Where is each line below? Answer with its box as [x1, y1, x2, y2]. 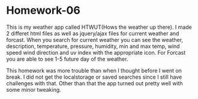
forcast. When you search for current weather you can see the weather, [6, 36, 184, 43]
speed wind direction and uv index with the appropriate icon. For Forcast [6, 49, 186, 56]
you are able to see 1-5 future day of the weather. [6, 55, 128, 62]
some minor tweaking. [6, 86, 61, 93]
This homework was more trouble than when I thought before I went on [6, 67, 182, 74]
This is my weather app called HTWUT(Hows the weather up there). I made [6, 23, 192, 31]
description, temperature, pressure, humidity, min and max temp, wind [6, 43, 180, 50]
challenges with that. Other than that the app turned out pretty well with [6, 79, 183, 87]
